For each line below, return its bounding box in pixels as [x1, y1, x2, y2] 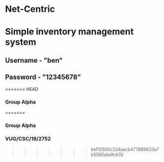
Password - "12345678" [5, 73, 81, 81]
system [5, 37, 36, 48]
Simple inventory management [5, 26, 134, 38]
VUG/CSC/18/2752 [5, 135, 51, 142]
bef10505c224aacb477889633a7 [91, 147, 159, 153]
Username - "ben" [5, 56, 63, 65]
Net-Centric [5, 3, 55, 15]
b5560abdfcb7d [91, 152, 124, 158]
